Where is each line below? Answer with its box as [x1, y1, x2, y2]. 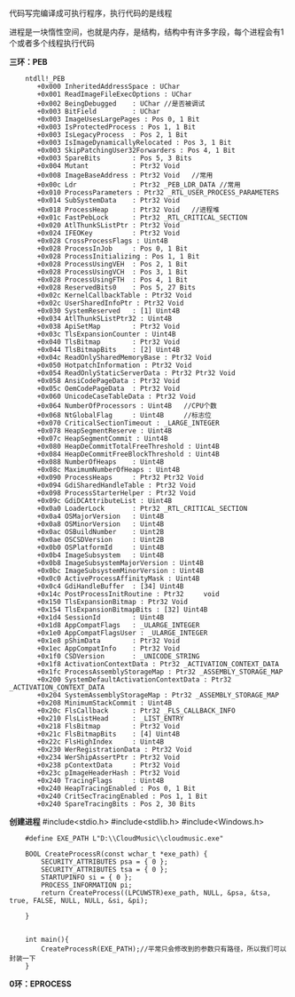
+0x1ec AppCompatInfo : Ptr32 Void [36, 644, 180, 653]
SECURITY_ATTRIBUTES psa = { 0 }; [41, 857, 168, 866]
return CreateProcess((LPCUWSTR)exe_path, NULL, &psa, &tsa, [41, 889, 272, 897]
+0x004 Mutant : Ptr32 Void [36, 162, 180, 171]
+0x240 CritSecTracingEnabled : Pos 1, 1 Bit [36, 792, 208, 801]
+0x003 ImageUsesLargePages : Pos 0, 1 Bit [36, 115, 200, 124]
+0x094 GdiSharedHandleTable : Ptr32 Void [36, 481, 197, 490]
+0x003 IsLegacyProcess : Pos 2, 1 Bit [36, 131, 189, 140]
